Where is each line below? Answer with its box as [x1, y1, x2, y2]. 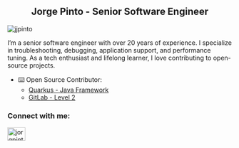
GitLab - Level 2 [28, 92, 76, 102]
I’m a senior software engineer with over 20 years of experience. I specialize [7, 38, 232, 47]
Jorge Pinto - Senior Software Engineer [31, 6, 209, 18]
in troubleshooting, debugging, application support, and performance [7, 46, 211, 54]
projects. [29, 60, 56, 70]
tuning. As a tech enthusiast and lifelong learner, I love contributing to [7, 53, 212, 62]
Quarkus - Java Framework [28, 85, 109, 94]
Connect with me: [7, 110, 71, 120]
